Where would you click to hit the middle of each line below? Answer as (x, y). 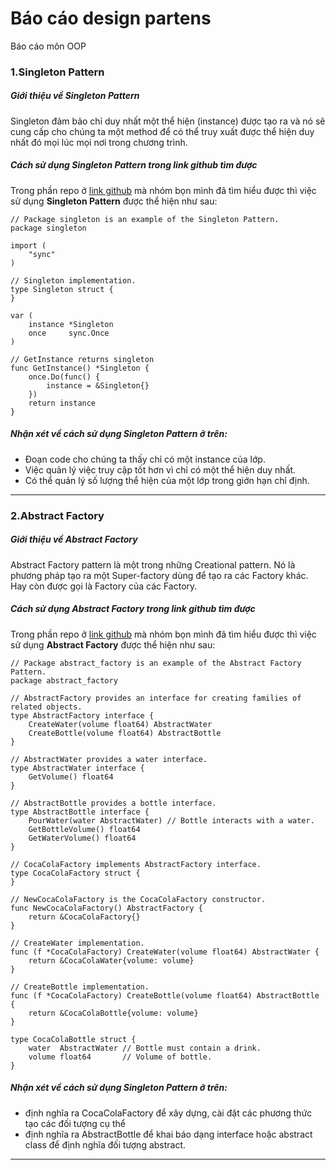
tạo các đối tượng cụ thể (75, 1123)
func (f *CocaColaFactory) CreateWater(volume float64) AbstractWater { (165, 952)
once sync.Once (69, 333)
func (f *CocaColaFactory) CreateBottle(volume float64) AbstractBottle (165, 995)
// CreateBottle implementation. (80, 987)
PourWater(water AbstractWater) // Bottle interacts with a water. (171, 820)
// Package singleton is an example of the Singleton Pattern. (145, 219)
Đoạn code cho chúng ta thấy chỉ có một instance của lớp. (145, 459)
